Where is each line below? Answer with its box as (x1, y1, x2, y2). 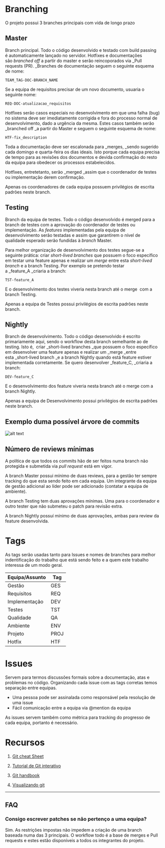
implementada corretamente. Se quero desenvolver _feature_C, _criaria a (5, 360, 153, 366)
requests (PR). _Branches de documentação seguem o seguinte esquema (5, 63, 154, 69)
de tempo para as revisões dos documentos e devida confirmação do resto (5, 154, 157, 160)
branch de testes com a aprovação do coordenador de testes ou (5, 221, 136, 227)
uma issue (12, 700, 33, 705)
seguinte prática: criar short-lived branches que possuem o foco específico (5, 252, 158, 258)
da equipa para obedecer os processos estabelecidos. (5, 159, 115, 165)
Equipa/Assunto (7, 574, 46, 581)
